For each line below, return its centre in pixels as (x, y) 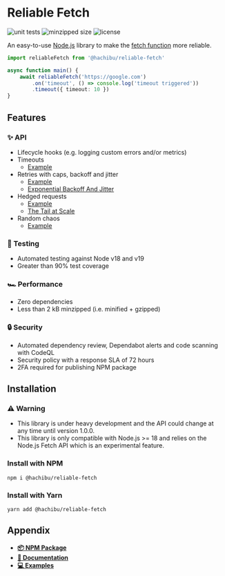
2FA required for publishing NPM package (77, 367)
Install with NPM (35, 463)
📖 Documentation (43, 557)
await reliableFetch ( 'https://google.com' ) (83, 77)
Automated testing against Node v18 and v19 (81, 259)
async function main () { (43, 70)
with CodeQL (36, 352)
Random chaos (38, 218)
